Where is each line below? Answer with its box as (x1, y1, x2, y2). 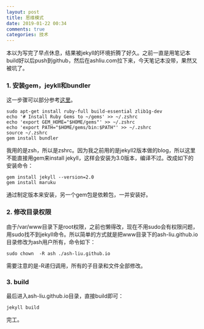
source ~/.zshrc (6, 130, 48, 136)
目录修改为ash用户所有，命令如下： (6, 238, 96, 245)
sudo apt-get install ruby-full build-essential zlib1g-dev (6, 108, 163, 115)
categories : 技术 (6, 32, 49, 38)
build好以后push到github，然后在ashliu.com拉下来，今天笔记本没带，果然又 (6, 57, 197, 64)
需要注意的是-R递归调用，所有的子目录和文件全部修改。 (6, 262, 147, 269)
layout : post (6, 9, 40, 15)
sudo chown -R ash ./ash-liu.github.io (6, 250, 111, 257)
